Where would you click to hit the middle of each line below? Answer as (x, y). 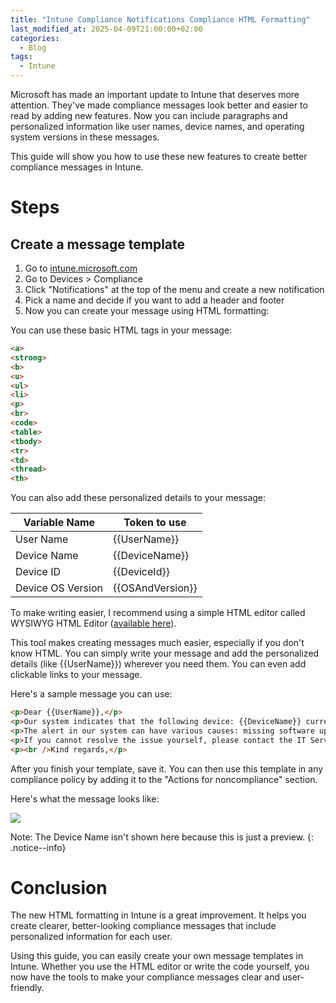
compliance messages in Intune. (77, 167)
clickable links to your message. (76, 675)
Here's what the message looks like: (85, 798)
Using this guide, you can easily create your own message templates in (157, 956)
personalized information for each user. (91, 937)
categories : (35, 38)
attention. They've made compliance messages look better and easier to (159, 105)
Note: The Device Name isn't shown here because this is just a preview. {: (162, 837)
